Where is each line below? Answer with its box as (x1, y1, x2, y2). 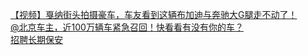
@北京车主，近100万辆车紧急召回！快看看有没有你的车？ (10, 21, 244, 33)
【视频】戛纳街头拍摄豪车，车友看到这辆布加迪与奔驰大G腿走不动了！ (10, 9, 298, 20)
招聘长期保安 (10, 34, 63, 45)
